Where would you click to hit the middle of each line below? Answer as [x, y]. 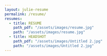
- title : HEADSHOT [28, 37]
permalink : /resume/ [26, 14]
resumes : [13, 19]
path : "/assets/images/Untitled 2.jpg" [54, 46]
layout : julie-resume [27, 9]
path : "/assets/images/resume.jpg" [49, 32]
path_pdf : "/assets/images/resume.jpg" [54, 28]
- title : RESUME [25, 23]
